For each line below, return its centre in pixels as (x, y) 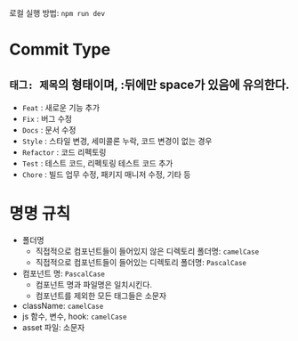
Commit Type (60, 49)
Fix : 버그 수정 (47, 119)
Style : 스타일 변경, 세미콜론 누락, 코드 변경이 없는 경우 (117, 141)
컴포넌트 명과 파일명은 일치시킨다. (94, 284)
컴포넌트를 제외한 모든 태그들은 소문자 (101, 296)
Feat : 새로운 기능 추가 (61, 108)
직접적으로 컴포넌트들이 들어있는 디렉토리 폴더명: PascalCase (141, 262)
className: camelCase (63, 305)
